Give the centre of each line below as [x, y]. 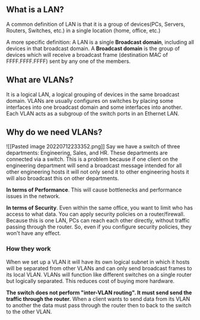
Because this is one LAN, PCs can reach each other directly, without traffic [98, 221]
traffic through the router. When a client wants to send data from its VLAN [98, 298]
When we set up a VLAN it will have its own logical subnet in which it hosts [98, 262]
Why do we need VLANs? [54, 132]
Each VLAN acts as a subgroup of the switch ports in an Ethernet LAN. [93, 113]
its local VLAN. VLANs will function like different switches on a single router [99, 275]
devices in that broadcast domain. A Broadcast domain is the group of [93, 48]
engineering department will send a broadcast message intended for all [94, 166]
